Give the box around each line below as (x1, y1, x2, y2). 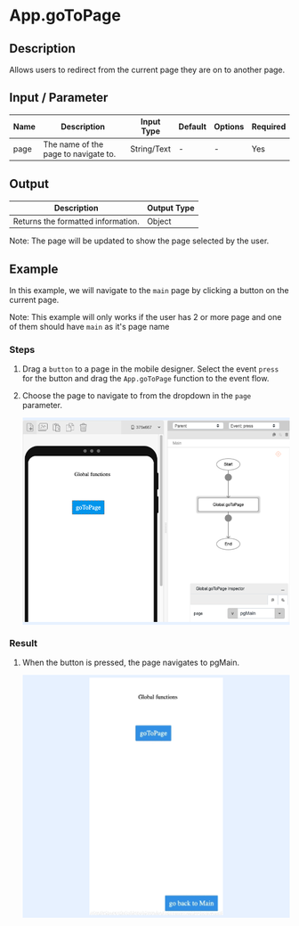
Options (214, 121, 245, 132)
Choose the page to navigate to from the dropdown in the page (21, 390, 252, 401)
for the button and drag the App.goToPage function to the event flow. (21, 373, 270, 384)
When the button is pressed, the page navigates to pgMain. (21, 657, 240, 668)
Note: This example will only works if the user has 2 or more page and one (9, 311, 282, 322)
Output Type (146, 202, 195, 214)
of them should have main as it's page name (9, 321, 170, 332)
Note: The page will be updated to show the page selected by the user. (9, 235, 270, 246)
